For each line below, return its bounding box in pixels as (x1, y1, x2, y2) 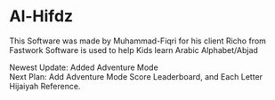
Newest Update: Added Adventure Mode (9, 62, 158, 73)
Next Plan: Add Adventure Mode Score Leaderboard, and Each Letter (9, 71, 263, 81)
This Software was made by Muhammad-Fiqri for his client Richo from (9, 35, 267, 46)
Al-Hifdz (9, 6, 74, 27)
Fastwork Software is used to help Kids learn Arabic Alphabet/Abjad (9, 44, 258, 55)
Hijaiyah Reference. (9, 81, 81, 91)
